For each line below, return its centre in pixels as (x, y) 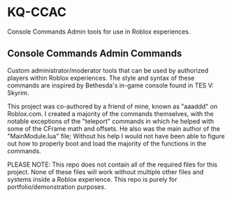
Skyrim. (18, 92)
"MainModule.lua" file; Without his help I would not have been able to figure (116, 136)
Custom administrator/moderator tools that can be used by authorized (108, 70)
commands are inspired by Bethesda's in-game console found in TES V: (111, 85)
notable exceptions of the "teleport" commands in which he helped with (111, 121)
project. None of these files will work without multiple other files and (106, 171)
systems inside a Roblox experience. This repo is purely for (92, 179)
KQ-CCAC (37, 12)
